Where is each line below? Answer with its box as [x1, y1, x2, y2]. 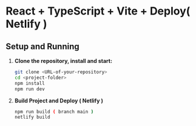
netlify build [14, 114, 50, 121]
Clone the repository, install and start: [14, 58, 113, 64]
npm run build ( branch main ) [14, 108, 94, 114]
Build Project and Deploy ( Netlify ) [14, 97, 104, 104]
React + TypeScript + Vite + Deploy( [5, 4, 191, 18]
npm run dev [14, 86, 45, 92]
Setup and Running [5, 41, 79, 51]
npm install [14, 80, 45, 86]
